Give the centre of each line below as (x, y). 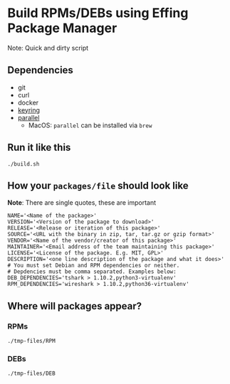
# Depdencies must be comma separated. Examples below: (92, 272)
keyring (29, 110)
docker (28, 102)
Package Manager (62, 28)
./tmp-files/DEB (31, 374)
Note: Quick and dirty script (48, 48)
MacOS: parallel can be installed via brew (90, 125)
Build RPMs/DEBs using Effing (98, 13)
